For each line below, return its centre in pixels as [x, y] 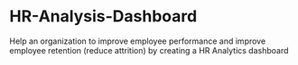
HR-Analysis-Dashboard [103, 16]
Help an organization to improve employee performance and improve [138, 41]
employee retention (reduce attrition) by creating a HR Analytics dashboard [149, 50]
